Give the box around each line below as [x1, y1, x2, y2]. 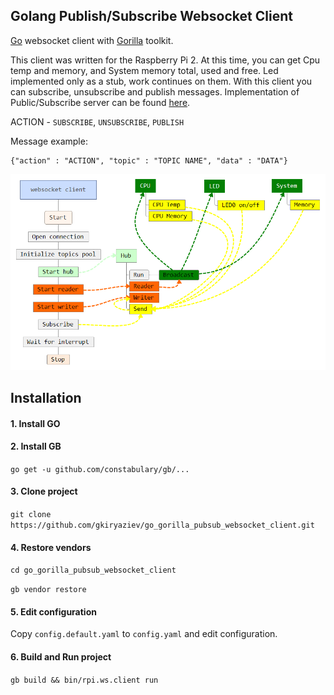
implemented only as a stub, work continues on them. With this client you [10, 75, 313, 87]
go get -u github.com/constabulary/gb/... [10, 464, 190, 474]
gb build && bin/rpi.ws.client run [10, 675, 159, 685]
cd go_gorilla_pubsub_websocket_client [10, 565, 177, 576]
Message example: [10, 135, 88, 147]
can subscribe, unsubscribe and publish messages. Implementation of [10, 85, 300, 98]
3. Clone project [10, 485, 78, 498]
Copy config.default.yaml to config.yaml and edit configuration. [10, 628, 278, 640]
